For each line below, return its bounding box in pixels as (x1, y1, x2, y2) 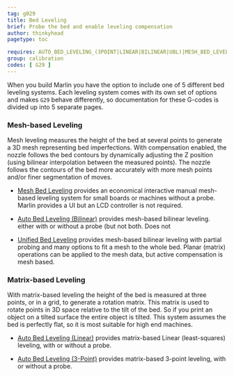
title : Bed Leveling (7, 17, 68, 24)
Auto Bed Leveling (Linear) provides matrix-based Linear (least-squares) (17, 334, 226, 342)
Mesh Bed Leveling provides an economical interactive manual (17, 186, 197, 195)
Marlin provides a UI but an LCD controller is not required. (17, 201, 183, 209)
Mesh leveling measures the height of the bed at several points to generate (7, 136, 223, 145)
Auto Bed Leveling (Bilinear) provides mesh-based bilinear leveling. (17, 215, 210, 223)
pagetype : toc (7, 36, 49, 43)
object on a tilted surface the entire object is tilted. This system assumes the (7, 313, 226, 321)
